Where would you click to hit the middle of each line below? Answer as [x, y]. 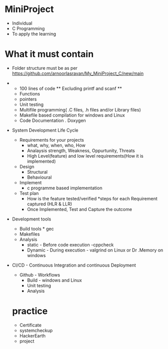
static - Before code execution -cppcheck [70, 245]
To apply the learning [34, 34]
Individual [22, 23]
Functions [30, 93]
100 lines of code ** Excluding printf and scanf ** [71, 88]
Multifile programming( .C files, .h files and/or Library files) [80, 109]
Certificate [30, 325]
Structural [37, 172]
